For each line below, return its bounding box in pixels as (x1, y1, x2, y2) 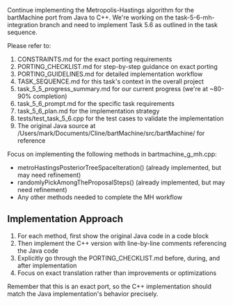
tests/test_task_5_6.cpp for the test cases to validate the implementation (17, 114, 224, 123)
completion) (32, 92, 67, 100)
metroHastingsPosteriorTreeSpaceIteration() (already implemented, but (17, 164, 221, 171)
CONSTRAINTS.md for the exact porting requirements (17, 55, 172, 63)
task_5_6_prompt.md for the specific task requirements (17, 100, 175, 107)
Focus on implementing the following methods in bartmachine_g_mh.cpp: (7, 150, 217, 158)
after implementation (17, 261, 77, 269)
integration (7, 21, 38, 29)
